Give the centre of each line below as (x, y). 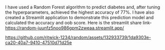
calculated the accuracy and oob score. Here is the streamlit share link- (79, 23)
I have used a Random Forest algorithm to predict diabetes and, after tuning (83, 7)
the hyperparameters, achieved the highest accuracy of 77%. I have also (80, 12)
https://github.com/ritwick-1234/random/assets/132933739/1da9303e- (78, 37)
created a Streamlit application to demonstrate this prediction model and (80, 17)
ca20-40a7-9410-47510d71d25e (39, 43)
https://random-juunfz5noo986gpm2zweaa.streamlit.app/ (65, 28)
